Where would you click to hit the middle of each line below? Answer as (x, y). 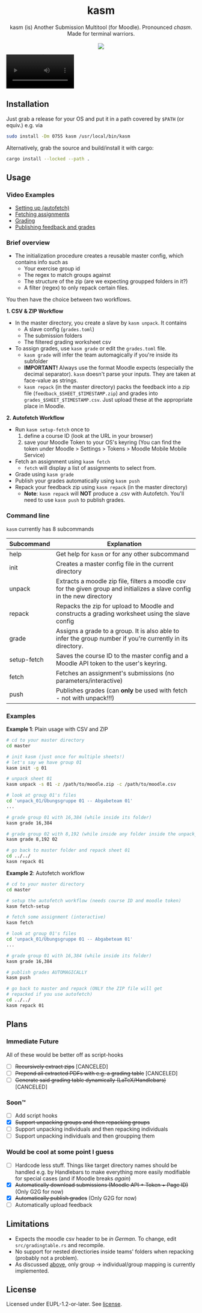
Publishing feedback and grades (55, 227)
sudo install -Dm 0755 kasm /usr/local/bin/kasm (68, 136)
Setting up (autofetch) (42, 208)
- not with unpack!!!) (85, 698)
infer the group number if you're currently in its (122, 638)
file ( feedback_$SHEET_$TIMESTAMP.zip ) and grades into (91, 393)
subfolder (36, 361)
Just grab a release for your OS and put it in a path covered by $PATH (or (95, 119)
